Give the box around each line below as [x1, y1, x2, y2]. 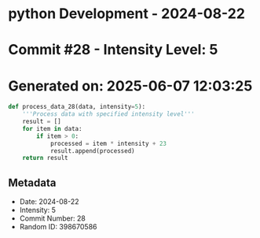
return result [22, 154, 68, 162]
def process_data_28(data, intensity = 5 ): [8, 103, 146, 111]
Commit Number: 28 [19, 214, 86, 223]
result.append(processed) [49, 147, 135, 154]
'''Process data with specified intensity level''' [22, 110, 195, 118]
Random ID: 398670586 [19, 222, 97, 232]
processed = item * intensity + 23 [49, 139, 167, 147]
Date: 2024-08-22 [19, 197, 80, 206]
